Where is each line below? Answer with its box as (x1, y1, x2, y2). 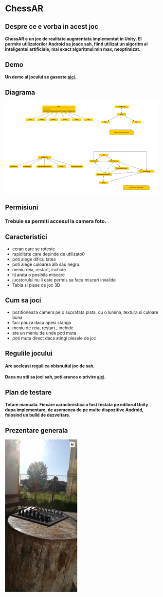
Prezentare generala (5, 426, 68, 435)
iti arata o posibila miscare (12, 272, 65, 278)
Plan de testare (5, 388, 52, 397)
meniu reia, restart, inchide (12, 266, 66, 272)
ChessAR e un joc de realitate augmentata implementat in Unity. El (5, 36, 142, 42)
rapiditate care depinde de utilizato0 (12, 251, 85, 257)
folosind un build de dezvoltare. (5, 412, 71, 418)
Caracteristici (5, 233, 48, 241)
